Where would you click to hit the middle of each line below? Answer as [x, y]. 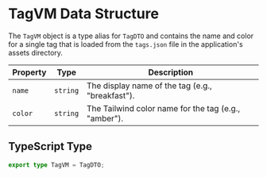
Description [171, 72]
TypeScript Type [50, 146]
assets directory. [36, 52]
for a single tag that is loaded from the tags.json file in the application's [126, 44]
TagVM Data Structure [83, 14]
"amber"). [105, 118]
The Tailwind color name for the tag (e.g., [163, 108]
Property [29, 72]
